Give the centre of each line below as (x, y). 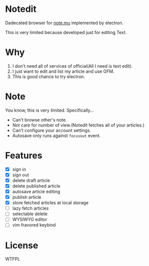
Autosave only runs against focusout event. (56, 135)
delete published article (36, 186)
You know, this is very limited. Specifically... (50, 110)
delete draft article (31, 180)
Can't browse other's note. (40, 120)
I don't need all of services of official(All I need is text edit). (72, 66)
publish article (27, 197)
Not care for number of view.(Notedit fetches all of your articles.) (78, 125)
